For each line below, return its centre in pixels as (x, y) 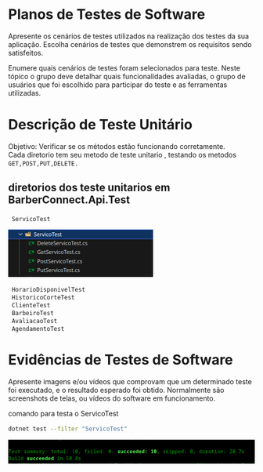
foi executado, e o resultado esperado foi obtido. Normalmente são (116, 390)
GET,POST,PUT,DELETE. (43, 163)
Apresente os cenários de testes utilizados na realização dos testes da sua (128, 36)
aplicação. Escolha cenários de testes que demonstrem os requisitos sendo (130, 44)
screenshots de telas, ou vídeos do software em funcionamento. (112, 398)
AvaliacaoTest (34, 321)
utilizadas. (25, 93)
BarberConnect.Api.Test (69, 200)
